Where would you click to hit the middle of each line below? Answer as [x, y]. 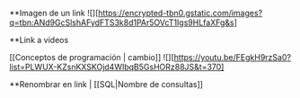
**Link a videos [39, 40]
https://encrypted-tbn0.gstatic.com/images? [181, 13]
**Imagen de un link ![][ [54, 13]
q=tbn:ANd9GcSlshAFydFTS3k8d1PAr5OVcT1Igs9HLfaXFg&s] [124, 22]
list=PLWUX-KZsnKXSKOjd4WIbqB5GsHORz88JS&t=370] [117, 67]
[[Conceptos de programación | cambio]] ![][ [92, 57]
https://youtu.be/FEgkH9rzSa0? [233, 57]
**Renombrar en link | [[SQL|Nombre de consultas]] [106, 84]
